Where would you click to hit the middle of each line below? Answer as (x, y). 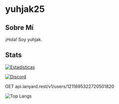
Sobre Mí (19, 28)
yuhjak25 (25, 9)
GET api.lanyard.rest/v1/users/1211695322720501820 (60, 86)
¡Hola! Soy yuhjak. (24, 39)
